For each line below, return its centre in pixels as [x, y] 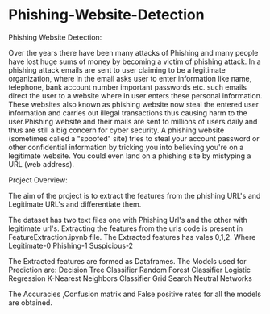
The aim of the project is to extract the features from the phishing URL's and [135, 195]
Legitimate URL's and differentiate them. [75, 204]
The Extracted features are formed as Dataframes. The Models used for [127, 261]
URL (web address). [42, 164]
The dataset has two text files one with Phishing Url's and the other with [128, 220]
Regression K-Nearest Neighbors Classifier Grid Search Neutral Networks [130, 278]
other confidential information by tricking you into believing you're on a [126, 147]
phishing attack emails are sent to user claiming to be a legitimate [117, 69]
